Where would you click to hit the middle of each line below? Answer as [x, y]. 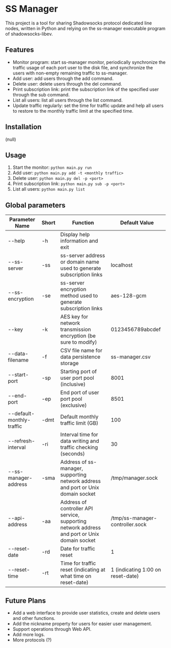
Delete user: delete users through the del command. [67, 84]
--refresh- [22, 441]
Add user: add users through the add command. [63, 78]
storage [69, 364]
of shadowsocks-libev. [29, 34]
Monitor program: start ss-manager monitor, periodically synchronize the [89, 62]
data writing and [80, 441]
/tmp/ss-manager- [134, 518]
